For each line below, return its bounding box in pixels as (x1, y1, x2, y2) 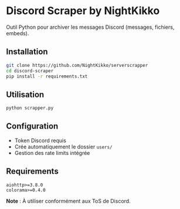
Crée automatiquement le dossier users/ (14, 143, 113, 150)
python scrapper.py (6, 105, 54, 111)
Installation (6, 47, 48, 57)
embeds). (6, 29, 29, 36)
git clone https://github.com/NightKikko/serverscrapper (6, 62, 148, 68)
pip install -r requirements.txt (6, 73, 88, 79)
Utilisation (6, 89, 45, 99)
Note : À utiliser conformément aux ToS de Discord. (6, 197, 131, 204)
